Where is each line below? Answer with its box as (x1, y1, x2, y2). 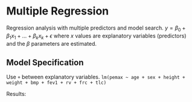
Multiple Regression (6, 4, 109, 18)
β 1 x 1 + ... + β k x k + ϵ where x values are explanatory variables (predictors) (6, 32, 187, 40)
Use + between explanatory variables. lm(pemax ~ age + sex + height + (6, 74, 185, 81)
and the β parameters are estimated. (6, 40, 97, 47)
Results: (6, 91, 27, 98)
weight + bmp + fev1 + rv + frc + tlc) (6, 80, 107, 86)
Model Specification (6, 57, 84, 68)
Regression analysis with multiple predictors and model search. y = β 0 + (6, 24, 186, 33)
